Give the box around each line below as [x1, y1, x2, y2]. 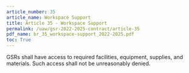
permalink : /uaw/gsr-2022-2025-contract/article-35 [6, 25, 140, 32]
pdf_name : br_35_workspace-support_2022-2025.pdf [6, 31, 135, 37]
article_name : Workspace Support [6, 14, 91, 21]
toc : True [6, 37, 32, 43]
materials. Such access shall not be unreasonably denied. [6, 60, 151, 67]
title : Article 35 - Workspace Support [6, 20, 108, 26]
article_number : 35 [6, 8, 56, 15]
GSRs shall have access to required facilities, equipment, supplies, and [6, 54, 184, 60]
